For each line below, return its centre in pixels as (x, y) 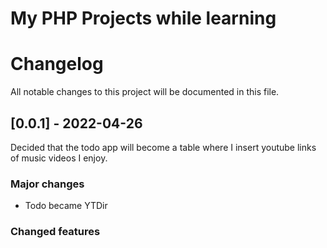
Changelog (57, 64)
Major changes (47, 184)
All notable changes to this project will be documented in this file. (145, 92)
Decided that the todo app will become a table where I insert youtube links (163, 147)
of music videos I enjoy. (59, 158)
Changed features (55, 232)
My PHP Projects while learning (143, 18)
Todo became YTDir (66, 206)
